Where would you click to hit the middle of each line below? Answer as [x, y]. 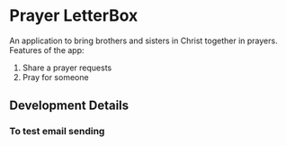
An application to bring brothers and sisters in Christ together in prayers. [143, 41]
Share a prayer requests [67, 68]
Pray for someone [55, 77]
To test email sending [57, 132]
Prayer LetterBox [74, 16]
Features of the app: [47, 50]
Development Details [69, 106]
